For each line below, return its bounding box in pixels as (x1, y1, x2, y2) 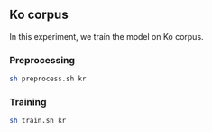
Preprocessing (9, 53, 75, 66)
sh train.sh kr (9, 117, 67, 126)
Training (9, 95, 47, 108)
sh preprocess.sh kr (9, 74, 88, 84)
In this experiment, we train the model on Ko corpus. (9, 31, 205, 42)
